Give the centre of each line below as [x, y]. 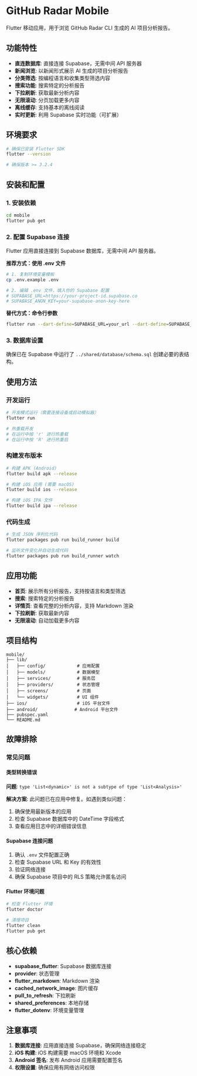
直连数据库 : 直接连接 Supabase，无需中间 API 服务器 [78, 63]
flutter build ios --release [42, 490]
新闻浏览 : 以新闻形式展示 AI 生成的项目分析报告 [72, 70]
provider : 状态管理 [37, 973]
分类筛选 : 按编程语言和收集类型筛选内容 [62, 78]
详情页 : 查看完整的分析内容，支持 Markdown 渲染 [74, 605]
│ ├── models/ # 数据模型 [53, 672]
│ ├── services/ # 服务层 [51, 678]
